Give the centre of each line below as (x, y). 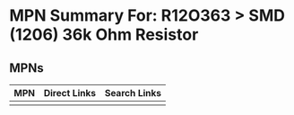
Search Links (133, 93)
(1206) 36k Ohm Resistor (104, 35)
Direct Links (70, 93)
